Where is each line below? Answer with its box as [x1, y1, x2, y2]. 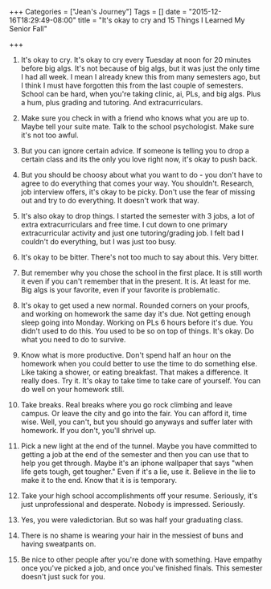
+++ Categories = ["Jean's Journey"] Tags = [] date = [9, 7, 187, 16]
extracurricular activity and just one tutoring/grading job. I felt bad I [20, 228, 244, 238]
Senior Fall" [9, 24, 47, 33]
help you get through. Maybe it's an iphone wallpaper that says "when [20, 458, 254, 468]
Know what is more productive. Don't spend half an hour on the [20, 350, 232, 360]
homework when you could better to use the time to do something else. [20, 359, 258, 368]
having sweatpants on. [20, 539, 96, 549]
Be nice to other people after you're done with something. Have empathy [20, 554, 262, 564]
